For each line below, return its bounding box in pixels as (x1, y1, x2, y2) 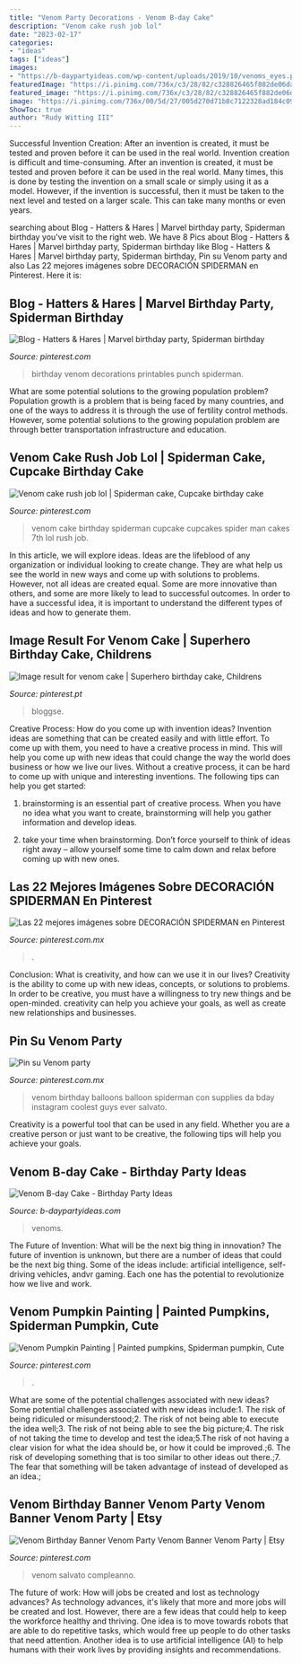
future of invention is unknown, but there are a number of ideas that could (9, 1250, 282, 1260)
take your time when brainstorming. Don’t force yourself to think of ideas (21, 834, 291, 845)
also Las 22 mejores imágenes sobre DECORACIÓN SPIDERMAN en (9, 260, 259, 271)
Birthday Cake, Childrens (9, 647, 152, 663)
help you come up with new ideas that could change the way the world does (9, 752, 291, 762)
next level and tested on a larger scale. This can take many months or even (9, 195, 287, 207)
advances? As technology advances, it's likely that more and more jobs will (9, 1596, 287, 1607)
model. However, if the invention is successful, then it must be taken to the (9, 186, 285, 197)
